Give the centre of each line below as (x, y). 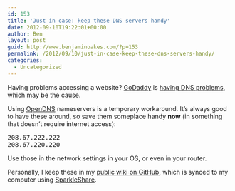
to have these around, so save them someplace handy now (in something (115, 116)
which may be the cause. (44, 95)
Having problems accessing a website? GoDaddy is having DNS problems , (116, 87)
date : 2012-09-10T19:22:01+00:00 (57, 27)
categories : (25, 61)
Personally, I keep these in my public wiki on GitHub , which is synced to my (118, 172)
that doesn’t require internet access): (62, 124)
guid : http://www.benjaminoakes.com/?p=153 (73, 47)
